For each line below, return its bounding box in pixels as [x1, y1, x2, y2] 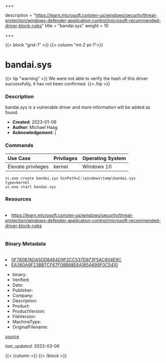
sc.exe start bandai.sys [5, 184, 56, 189]
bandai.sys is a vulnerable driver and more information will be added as [5, 104, 151, 110]
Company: [12, 292, 34, 299]
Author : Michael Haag [12, 124, 58, 130]
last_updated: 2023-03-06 [5, 343, 60, 349]
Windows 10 [82, 163, 112, 170]
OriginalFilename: [12, 324, 48, 330]
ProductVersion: [12, 308, 45, 314]
